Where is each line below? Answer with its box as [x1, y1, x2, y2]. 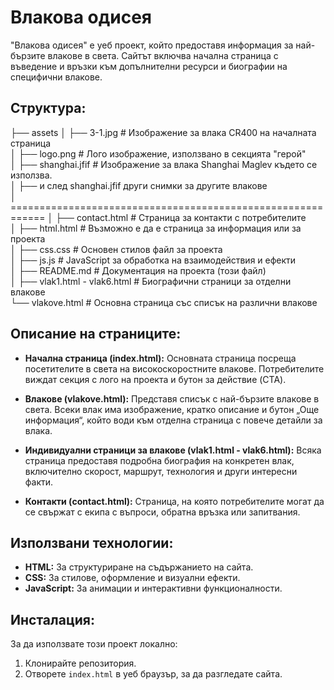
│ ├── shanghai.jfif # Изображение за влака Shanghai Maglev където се [10, 158, 318, 170]
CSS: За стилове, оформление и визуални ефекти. [24, 572, 241, 584]
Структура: [10, 100, 87, 117]
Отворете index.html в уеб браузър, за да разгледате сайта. [24, 668, 283, 680]
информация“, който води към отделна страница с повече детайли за [24, 414, 323, 426]
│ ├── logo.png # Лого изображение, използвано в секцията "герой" [10, 147, 307, 160]
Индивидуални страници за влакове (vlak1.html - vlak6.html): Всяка [24, 444, 322, 456]
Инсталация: [10, 611, 95, 628]
